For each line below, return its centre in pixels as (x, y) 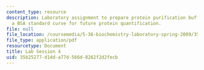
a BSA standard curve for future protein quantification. (87, 23)
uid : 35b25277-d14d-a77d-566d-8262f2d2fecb (62, 57)
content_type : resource (36, 12)
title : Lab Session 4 (34, 52)
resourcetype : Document (36, 46)
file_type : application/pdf (42, 40)
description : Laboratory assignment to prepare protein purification (96, 18)
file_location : (25, 35)
